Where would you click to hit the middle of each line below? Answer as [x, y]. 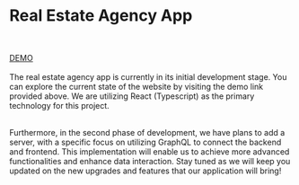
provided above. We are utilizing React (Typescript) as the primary [132, 96]
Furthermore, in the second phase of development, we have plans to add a [147, 132]
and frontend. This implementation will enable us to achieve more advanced [149, 151]
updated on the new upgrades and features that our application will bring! [145, 171]
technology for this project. [59, 105]
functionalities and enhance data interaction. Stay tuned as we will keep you [150, 161]
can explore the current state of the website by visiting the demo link [136, 86]
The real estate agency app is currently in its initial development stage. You [148, 76]
